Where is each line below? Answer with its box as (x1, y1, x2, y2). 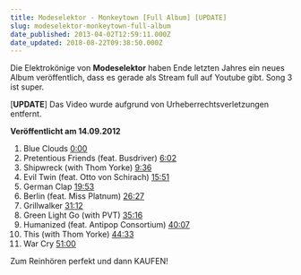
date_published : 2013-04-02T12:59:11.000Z (10, 30, 171, 39)
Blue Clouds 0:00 (22, 143, 88, 154)
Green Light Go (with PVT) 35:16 (22, 210, 143, 220)
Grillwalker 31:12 (22, 201, 83, 211)
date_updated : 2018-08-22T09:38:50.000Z (10, 38, 164, 47)
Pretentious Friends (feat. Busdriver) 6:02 (22, 153, 177, 164)
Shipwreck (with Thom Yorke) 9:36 (22, 162, 152, 173)
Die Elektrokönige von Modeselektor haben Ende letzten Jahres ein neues (10, 63, 285, 73)
